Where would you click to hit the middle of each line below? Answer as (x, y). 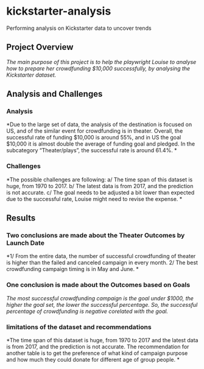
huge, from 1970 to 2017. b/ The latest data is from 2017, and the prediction (100, 186)
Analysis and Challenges (55, 94)
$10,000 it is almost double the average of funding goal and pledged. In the (101, 144)
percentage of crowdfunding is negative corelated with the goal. (87, 311)
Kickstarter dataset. (31, 75)
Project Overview (40, 47)
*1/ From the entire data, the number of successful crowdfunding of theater (101, 256)
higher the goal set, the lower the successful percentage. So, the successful (102, 304)
